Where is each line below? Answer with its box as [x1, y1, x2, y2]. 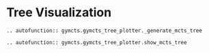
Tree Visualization [6, 5, 112, 20]
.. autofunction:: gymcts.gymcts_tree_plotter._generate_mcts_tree [6, 27, 203, 34]
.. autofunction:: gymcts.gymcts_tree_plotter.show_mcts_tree [6, 39, 187, 46]
